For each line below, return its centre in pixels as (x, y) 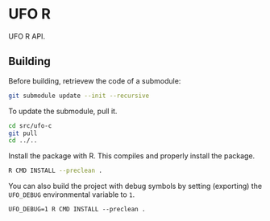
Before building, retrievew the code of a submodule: (95, 80)
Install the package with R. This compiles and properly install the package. (132, 156)
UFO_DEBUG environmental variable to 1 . (72, 194)
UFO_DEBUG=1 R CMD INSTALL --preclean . (77, 210)
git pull (23, 133)
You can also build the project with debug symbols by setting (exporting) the (135, 186)
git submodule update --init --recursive (79, 96)
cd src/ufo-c (30, 125)
